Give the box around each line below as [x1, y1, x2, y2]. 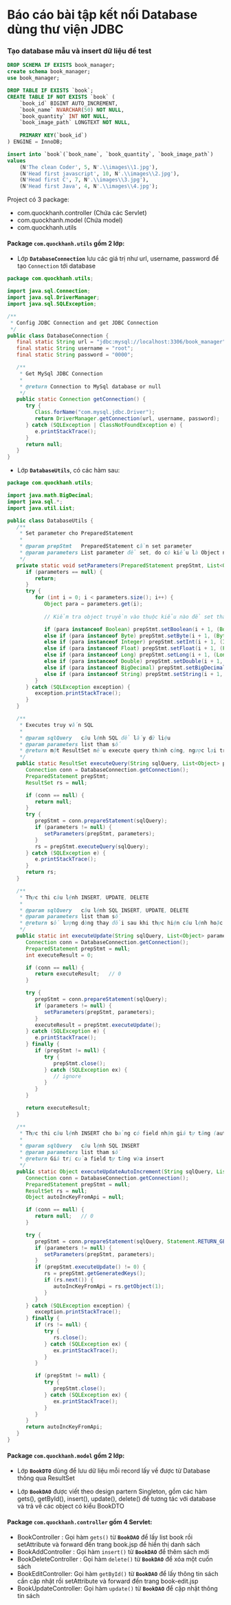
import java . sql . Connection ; [7, 288, 91, 295]
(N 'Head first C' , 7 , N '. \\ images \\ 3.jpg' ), [19, 177, 149, 183]
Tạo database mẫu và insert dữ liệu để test [7, 46, 152, 56]
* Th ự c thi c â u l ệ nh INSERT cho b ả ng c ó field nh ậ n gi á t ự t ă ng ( [19, 1130, 217, 1137]
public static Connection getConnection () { [16, 396, 146, 403]
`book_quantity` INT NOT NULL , [19, 112, 109, 120]
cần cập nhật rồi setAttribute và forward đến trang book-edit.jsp [16, 1577, 199, 1586]
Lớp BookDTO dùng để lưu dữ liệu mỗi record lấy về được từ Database [16, 1466, 211, 1475]
